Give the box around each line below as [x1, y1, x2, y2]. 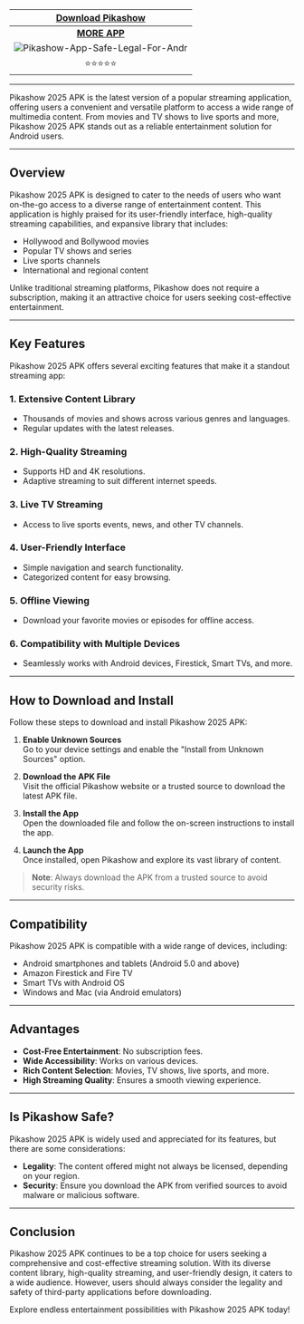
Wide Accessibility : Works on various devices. [22, 1055, 199, 1066]
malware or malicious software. [22, 1189, 140, 1200]
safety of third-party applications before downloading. [9, 1287, 213, 1298]
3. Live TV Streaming [9, 498, 104, 511]
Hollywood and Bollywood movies [22, 236, 149, 246]
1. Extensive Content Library [9, 392, 136, 405]
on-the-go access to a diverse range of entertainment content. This [9, 198, 261, 209]
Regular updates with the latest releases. [22, 422, 175, 433]
